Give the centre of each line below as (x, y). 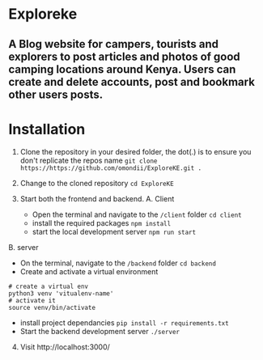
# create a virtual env (49, 286)
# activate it (32, 300)
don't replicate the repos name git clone (89, 160)
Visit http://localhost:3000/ (65, 347)
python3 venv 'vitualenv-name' (61, 293)
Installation (47, 129)
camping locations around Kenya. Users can (122, 69)
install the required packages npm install (102, 222)
